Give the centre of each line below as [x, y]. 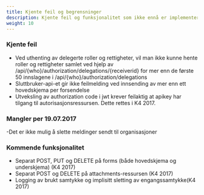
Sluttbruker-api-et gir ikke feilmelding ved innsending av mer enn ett [100, 83]
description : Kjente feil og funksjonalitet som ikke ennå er [87, 18]
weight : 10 [20, 23]
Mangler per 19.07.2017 [42, 118]
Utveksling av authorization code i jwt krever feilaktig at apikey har [98, 96]
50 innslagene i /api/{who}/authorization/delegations [81, 77]
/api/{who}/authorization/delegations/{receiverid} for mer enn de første [104, 70]
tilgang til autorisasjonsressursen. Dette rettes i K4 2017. [85, 103]
